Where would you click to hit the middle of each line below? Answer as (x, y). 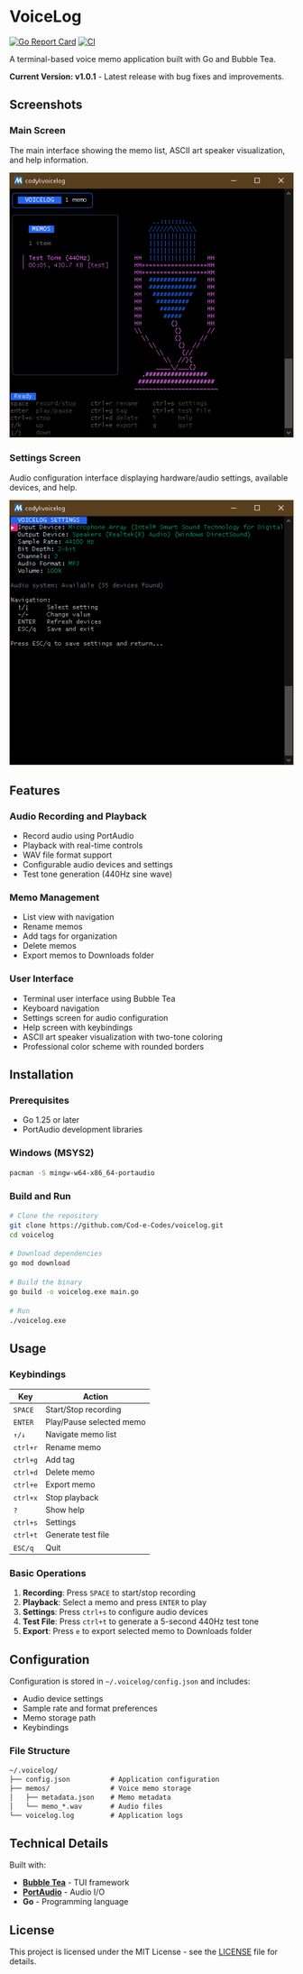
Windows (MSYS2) (52, 1153)
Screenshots (46, 105)
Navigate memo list (81, 1435)
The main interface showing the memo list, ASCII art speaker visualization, (147, 150)
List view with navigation (68, 917)
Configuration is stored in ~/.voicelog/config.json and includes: (130, 1681)
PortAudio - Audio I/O (64, 1892)
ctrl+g (25, 1460)
